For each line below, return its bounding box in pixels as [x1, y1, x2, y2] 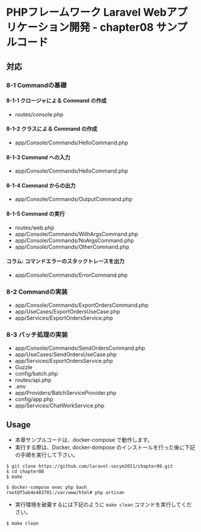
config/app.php [14, 395, 54, 403]
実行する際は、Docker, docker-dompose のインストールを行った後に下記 [14, 444, 196, 451]
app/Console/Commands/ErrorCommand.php [14, 271, 128, 279]
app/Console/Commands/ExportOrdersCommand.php [14, 302, 149, 309]
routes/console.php [14, 111, 64, 118]
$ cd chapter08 [6, 469, 44, 475]
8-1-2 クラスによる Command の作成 [6, 125, 98, 132]
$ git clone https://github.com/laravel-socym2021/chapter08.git [6, 463, 173, 469]
